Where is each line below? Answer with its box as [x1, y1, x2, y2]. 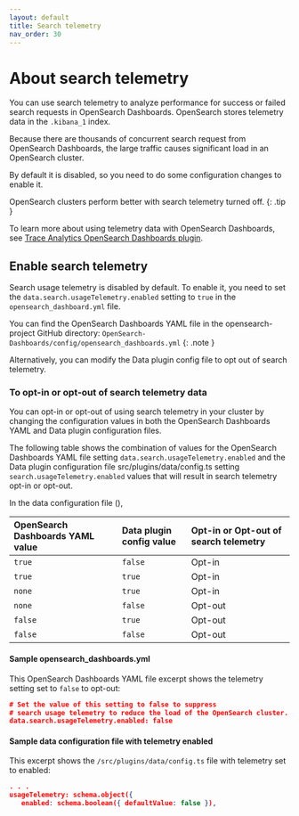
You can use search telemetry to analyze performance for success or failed [9, 97, 287, 108]
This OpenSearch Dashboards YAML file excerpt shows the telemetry [9, 673, 264, 684]
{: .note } [182, 338, 215, 348]
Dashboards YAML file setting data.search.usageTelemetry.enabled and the [9, 452, 287, 463]
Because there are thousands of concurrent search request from [9, 134, 246, 144]
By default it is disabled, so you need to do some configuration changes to [9, 170, 282, 181]
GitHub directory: [36, 328, 101, 339]
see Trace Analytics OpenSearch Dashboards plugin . [9, 233, 203, 243]
